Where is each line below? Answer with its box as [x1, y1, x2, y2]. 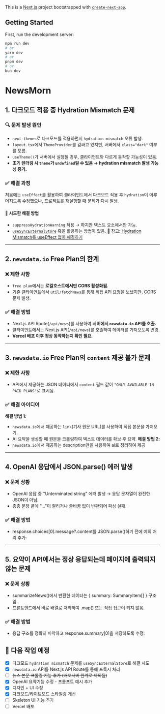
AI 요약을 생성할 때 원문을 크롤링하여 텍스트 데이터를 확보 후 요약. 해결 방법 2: [12, 436, 160, 442]
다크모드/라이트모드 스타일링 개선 [12, 691, 76, 697]
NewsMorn [5, 85, 52, 96]
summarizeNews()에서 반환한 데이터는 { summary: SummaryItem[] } [12, 592, 147, 598]
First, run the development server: [5, 31, 74, 37]
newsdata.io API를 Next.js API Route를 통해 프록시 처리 [12, 666, 120, 672]
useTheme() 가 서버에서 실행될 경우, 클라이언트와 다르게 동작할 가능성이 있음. [12, 154, 158, 159]
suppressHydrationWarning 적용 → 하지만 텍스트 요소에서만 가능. [12, 222, 137, 228]
